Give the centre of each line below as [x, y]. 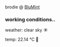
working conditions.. [30, 19]
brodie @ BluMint [22, 7]
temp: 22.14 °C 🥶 [22, 39]
